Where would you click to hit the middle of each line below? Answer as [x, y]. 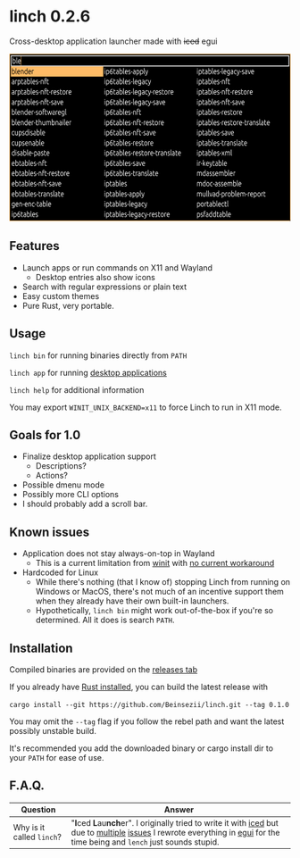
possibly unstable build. [53, 731]
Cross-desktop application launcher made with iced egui [113, 41]
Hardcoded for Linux [60, 572]
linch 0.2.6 [50, 17]
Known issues [50, 532]
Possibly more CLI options [70, 495]
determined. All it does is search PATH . [105, 620]
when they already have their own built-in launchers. [132, 601]
